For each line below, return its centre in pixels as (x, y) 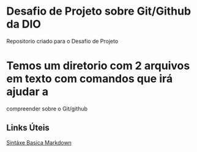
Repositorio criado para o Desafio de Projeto (62, 41)
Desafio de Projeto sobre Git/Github (99, 11)
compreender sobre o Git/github (47, 109)
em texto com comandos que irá (90, 79)
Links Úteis (28, 128)
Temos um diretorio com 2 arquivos (98, 66)
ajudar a (28, 92)
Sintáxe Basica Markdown (39, 142)
